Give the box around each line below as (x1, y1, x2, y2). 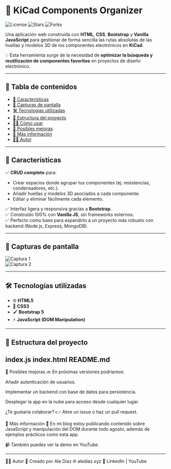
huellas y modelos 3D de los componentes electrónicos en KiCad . (5, 42, 144, 48)
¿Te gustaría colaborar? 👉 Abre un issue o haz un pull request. (5, 409, 138, 415)
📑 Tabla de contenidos (5, 82, 77, 91)
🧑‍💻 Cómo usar (12, 120, 43, 126)
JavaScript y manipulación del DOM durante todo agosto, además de (5, 426, 150, 432)
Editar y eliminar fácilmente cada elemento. (12, 196, 104, 202)
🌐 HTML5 (12, 297, 34, 304)
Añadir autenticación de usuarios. (5, 379, 76, 385)
